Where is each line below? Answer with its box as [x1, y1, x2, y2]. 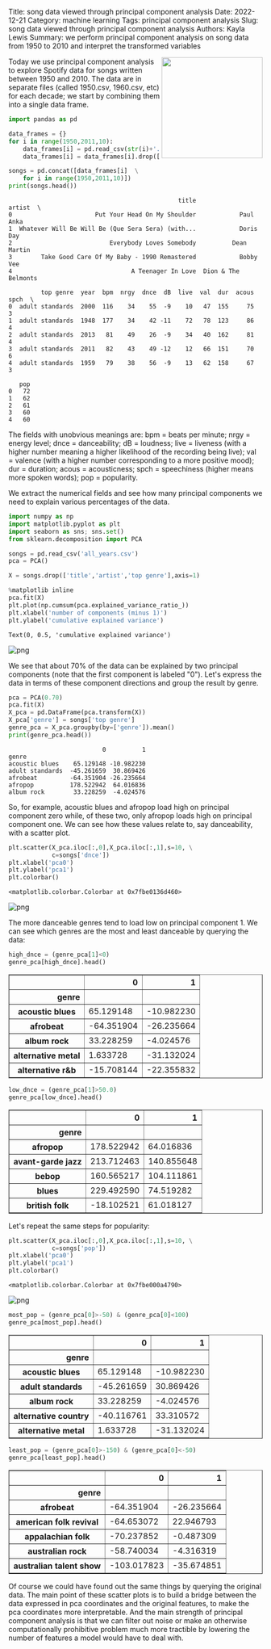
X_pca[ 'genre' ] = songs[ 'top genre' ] [8, 716, 135, 724]
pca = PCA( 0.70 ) [8, 694, 63, 702]
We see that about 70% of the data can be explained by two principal [8, 661, 239, 670]
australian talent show [13, 1560, 102, 1571]
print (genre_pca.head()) [8, 731, 92, 739]
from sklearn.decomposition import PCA [8, 535, 143, 543]
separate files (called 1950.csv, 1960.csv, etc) [8, 82, 160, 92]
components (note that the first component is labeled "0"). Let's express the [8, 669, 262, 679]
